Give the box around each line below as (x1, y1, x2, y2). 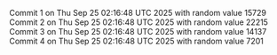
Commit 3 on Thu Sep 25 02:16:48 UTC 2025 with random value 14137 (9, 27, 267, 36)
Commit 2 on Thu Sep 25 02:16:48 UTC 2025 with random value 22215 (9, 17, 269, 27)
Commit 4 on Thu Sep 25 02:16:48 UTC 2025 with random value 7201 (9, 35, 265, 46)
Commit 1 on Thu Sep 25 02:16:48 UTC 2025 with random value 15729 (9, 8, 266, 18)
